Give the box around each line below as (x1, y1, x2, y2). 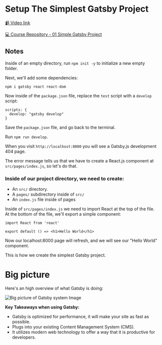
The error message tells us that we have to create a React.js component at (5, 158, 154, 163)
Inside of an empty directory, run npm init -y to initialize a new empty (5, 60, 146, 66)
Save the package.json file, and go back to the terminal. (5, 124, 116, 130)
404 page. (5, 148, 26, 154)
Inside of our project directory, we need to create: (5, 175, 125, 182)
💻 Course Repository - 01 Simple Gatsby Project (5, 31, 102, 37)
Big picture (5, 269, 50, 280)
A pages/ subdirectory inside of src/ (12, 191, 85, 198)
